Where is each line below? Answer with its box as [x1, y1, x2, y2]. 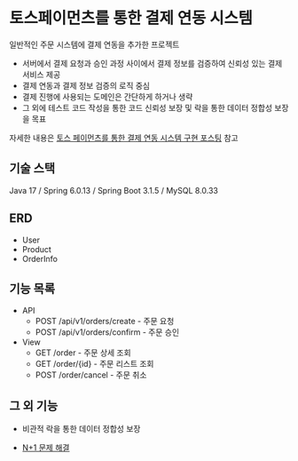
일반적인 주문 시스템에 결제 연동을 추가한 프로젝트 [9, 39, 180, 50]
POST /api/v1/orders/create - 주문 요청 [35, 316, 175, 327]
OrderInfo [21, 253, 58, 264]
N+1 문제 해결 [21, 442, 70, 453]
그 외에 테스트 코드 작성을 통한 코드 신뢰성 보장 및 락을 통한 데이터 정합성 [21, 102, 273, 113]
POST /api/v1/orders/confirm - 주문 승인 [35, 327, 180, 338]
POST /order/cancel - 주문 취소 [35, 370, 147, 380]
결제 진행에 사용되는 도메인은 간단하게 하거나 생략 [21, 91, 193, 102]
